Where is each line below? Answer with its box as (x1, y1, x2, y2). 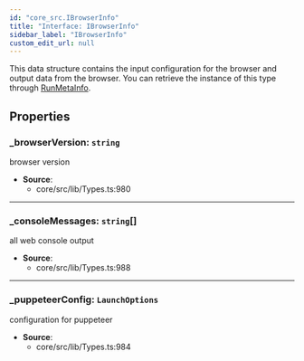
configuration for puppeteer (9, 314, 113, 325)
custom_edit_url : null (9, 38, 95, 48)
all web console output (9, 235, 95, 246)
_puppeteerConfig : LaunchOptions (9, 293, 159, 306)
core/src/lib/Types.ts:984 (35, 341, 131, 352)
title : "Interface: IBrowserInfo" (9, 22, 140, 31)
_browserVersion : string (9, 136, 120, 148)
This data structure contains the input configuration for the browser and (9, 63, 278, 74)
